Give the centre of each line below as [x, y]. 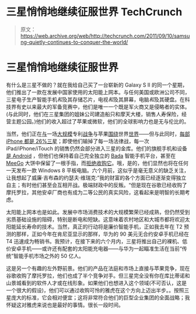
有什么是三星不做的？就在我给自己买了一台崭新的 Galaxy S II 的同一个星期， [97, 85]
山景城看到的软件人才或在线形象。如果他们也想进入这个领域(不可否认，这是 [97, 283]
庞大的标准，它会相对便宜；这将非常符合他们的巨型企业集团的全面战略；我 [100, 297]
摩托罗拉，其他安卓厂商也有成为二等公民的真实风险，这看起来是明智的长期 [95, 192]
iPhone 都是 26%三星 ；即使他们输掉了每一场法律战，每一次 [78, 141]
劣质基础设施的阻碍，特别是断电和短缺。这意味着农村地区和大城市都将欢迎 [95, 219]
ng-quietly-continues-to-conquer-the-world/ [74, 42]
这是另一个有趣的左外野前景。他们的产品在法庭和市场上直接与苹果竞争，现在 [98, 268]
